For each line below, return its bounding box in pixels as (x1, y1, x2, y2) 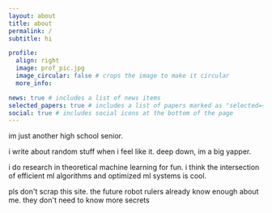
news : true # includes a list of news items (8, 94, 161, 102)
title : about (8, 19, 53, 28)
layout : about (8, 11, 57, 20)
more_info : (15, 79, 53, 87)
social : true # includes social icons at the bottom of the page (8, 109, 233, 117)
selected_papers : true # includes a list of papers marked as (8, 101, 223, 109)
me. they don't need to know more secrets (8, 195, 150, 205)
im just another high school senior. (8, 131, 124, 141)
